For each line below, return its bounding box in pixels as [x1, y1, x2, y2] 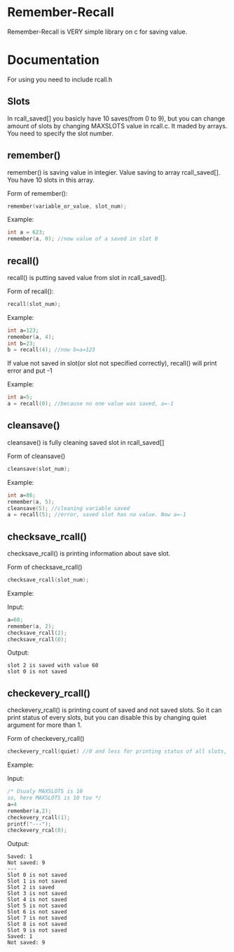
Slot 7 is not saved [7, 915, 68, 922]
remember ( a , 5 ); [7, 498, 55, 505]
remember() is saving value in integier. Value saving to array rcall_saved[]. [7, 168, 221, 176]
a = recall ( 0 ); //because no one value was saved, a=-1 [7, 401, 174, 408]
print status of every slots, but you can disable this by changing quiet [7, 713, 207, 722]
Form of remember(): [7, 189, 68, 197]
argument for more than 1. [7, 720, 82, 730]
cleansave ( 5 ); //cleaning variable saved [7, 504, 130, 512]
